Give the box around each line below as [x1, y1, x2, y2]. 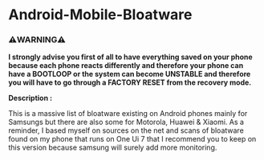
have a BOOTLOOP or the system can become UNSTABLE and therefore [8, 70, 251, 79]
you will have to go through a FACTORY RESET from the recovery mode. [8, 78, 252, 87]
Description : [8, 94, 53, 103]
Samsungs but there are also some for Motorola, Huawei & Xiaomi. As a [8, 118, 245, 127]
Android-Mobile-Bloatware [8, 6, 193, 24]
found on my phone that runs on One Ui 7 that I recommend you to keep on [8, 134, 257, 144]
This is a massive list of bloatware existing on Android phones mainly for [8, 109, 248, 118]
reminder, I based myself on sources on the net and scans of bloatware [8, 126, 245, 135]
